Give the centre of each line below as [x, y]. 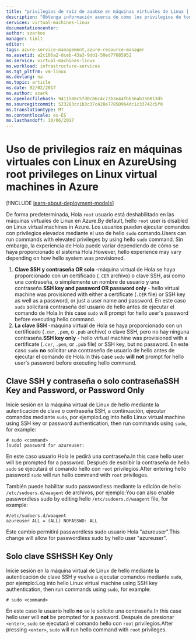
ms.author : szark [27, 93]
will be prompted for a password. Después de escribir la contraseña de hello [98, 462]
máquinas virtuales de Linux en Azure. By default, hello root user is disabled [97, 221]
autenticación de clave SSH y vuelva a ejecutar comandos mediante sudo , [94, 577]
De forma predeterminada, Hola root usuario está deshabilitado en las [90, 215]
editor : [15, 45]
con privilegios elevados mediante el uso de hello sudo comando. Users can [96, 233]
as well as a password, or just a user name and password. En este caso [100, 301]
